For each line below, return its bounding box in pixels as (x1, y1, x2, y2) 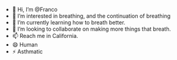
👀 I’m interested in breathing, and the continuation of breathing (12, 12, 171, 20)
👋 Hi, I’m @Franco (12, 6, 58, 13)
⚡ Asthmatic (12, 48, 43, 55)
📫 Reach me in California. (12, 32, 78, 39)
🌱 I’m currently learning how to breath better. (12, 19, 126, 26)
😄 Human (12, 41, 38, 48)
